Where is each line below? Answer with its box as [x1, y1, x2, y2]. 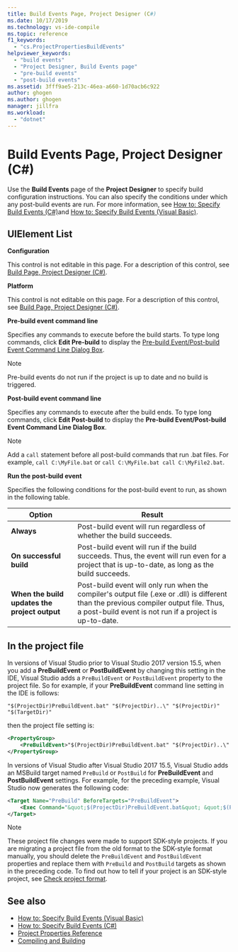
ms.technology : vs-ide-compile [7, 23, 100, 30]
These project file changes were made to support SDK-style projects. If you [7, 837, 228, 846]
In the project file [7, 639, 84, 652]
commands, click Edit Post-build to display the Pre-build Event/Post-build [7, 415, 227, 424]
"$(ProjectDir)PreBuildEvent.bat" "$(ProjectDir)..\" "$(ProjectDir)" [7, 702, 220, 710]
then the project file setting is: [7, 721, 95, 730]
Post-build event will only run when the [77, 581, 209, 590]
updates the [11, 598, 53, 608]
